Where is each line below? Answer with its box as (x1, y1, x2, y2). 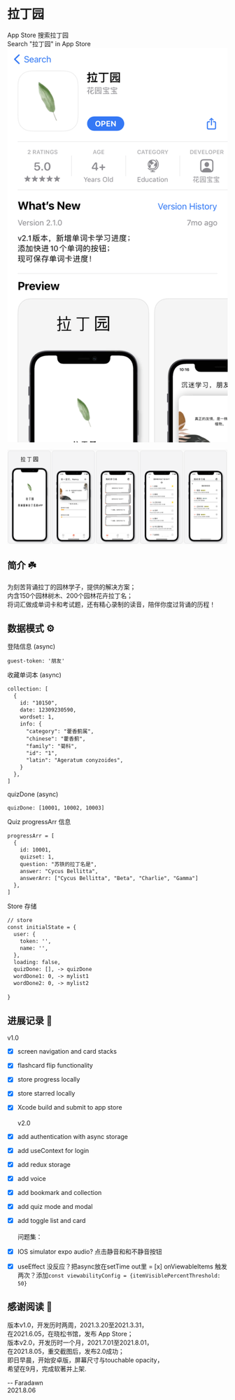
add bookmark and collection (17, 1188, 102, 1196)
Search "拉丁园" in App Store (7, 39, 91, 48)
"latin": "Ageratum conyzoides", (25, 757, 124, 764)
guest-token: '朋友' (7, 658, 65, 665)
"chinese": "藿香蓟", (25, 735, 86, 742)
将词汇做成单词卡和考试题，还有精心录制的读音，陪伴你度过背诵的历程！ (7, 600, 215, 609)
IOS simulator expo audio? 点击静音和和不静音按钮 (17, 1247, 162, 1256)
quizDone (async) (7, 790, 59, 798)
